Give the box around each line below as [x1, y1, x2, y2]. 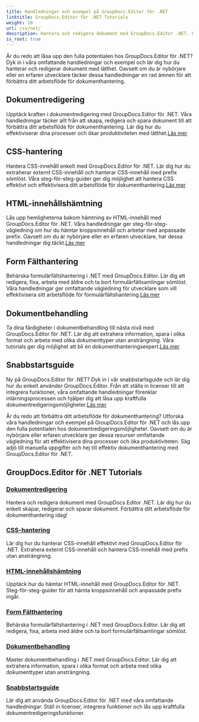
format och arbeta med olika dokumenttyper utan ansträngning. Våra [6, 337, 174, 344]
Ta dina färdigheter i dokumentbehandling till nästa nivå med [6, 324, 154, 331]
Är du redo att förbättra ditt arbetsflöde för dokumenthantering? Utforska [6, 413, 184, 420]
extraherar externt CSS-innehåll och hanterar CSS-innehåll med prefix [6, 168, 177, 175]
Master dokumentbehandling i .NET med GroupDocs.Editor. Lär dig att [6, 656, 177, 663]
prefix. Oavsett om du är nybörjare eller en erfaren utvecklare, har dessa [6, 233, 183, 240]
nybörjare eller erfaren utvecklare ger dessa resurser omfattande [6, 431, 165, 439]
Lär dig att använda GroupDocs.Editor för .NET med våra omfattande [6, 697, 174, 704]
